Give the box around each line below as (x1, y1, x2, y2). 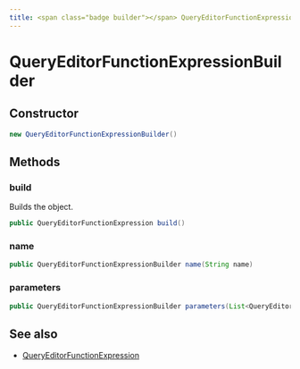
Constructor (9, 106, 79, 122)
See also (9, 326, 58, 341)
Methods (9, 154, 61, 170)
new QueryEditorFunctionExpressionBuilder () (9, 130, 178, 138)
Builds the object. (9, 202, 74, 213)
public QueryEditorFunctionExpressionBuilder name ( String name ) (9, 260, 254, 269)
